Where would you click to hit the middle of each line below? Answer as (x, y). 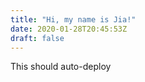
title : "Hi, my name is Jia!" (73, 19)
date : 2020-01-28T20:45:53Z (69, 29)
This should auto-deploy (61, 67)
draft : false (37, 38)
